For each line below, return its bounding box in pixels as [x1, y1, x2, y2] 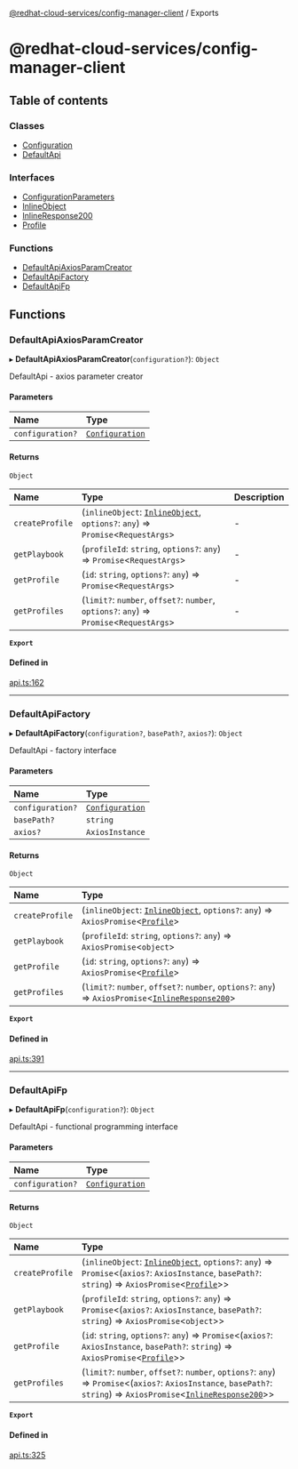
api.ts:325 [9, 1449, 46, 1460]
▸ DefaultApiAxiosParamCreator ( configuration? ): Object [9, 354, 220, 365]
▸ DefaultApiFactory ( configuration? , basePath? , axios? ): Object [9, 728, 243, 739]
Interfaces [9, 171, 55, 183]
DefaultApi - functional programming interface [9, 1120, 179, 1132]
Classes [9, 119, 45, 132]
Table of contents [9, 92, 108, 108]
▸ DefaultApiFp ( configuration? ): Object [9, 1104, 155, 1114]
